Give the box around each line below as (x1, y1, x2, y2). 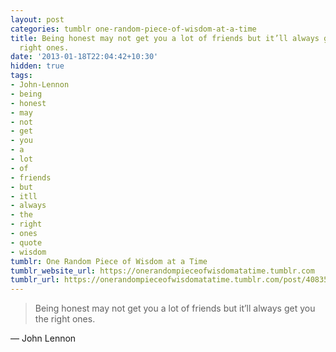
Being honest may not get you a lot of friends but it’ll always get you (34, 302, 316, 315)
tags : (10, 71, 33, 81)
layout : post (10, 14, 65, 25)
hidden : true (10, 61, 65, 71)
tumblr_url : (10, 275, 60, 285)
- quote (10, 237, 43, 248)
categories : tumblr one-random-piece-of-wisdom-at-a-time (10, 24, 257, 34)
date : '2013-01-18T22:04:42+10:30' (10, 52, 159, 62)
